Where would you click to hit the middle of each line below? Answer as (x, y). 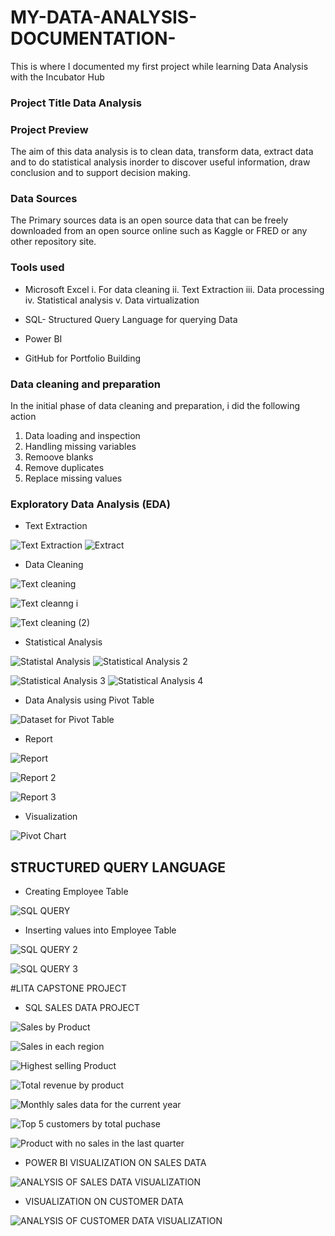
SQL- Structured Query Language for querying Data (131, 319)
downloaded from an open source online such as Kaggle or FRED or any (159, 231)
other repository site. (53, 242)
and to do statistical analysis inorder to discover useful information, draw (160, 162)
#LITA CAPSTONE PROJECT (69, 988)
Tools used (37, 268)
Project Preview (49, 129)
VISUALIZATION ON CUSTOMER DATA (104, 1202)
